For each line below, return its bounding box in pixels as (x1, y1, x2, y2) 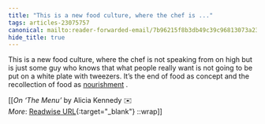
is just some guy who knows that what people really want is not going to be (8, 64, 253, 73)
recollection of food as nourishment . (8, 80, 129, 89)
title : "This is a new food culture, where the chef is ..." (8, 11, 214, 20)
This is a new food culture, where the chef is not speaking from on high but (8, 55, 252, 64)
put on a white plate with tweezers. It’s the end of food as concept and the (8, 71, 250, 81)
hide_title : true (8, 33, 65, 42)
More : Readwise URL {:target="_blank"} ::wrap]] (8, 107, 163, 116)
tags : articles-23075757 (8, 19, 90, 27)
